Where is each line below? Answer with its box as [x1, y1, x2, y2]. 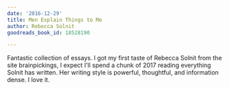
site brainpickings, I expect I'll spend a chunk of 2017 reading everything [7, 61, 211, 69]
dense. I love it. [7, 76, 50, 84]
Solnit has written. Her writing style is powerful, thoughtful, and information [7, 68, 219, 77]
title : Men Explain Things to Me [7, 16, 103, 23]
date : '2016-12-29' [7, 10, 63, 17]
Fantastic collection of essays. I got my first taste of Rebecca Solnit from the [7, 54, 222, 62]
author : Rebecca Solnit [7, 23, 75, 29]
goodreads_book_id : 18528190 [7, 29, 90, 36]
